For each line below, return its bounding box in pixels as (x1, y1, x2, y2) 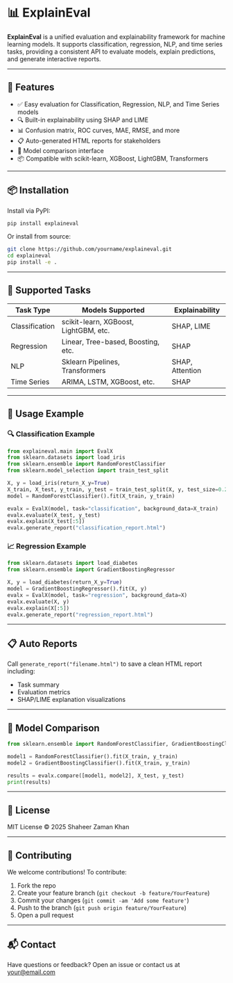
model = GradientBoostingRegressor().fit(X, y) (7, 585, 148, 593)
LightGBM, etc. (61, 326, 110, 335)
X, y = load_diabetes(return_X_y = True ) (7, 579, 123, 586)
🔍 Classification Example (7, 429, 95, 439)
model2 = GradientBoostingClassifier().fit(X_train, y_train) (7, 759, 191, 767)
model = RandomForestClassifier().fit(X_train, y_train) (7, 493, 175, 500)
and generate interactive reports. (7, 54, 102, 63)
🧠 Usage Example (7, 408, 85, 420)
